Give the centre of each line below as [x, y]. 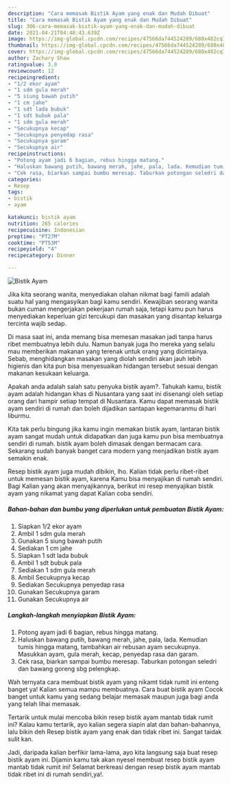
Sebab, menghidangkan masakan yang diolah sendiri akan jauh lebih [105, 359]
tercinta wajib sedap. [37, 324]
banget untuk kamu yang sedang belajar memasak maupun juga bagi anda [113, 696]
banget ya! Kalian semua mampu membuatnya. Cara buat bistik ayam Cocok [115, 689]
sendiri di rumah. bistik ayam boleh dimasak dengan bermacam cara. [105, 444]
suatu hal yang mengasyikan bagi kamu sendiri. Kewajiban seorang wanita [113, 302]
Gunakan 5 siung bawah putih [60, 541]
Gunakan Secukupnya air [53, 599]
